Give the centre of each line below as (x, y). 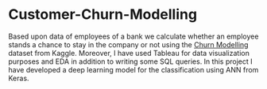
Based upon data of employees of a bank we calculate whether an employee (133, 36)
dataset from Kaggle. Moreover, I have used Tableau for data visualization (129, 53)
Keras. (19, 78)
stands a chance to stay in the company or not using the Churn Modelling (128, 44)
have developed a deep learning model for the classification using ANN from (133, 69)
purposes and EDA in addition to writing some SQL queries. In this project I (130, 61)
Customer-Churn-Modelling (103, 15)
